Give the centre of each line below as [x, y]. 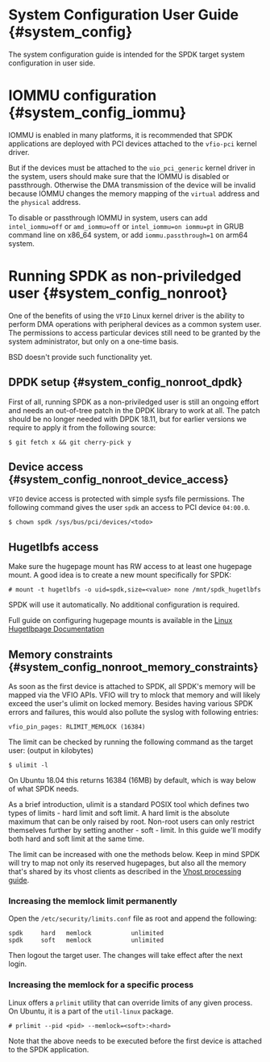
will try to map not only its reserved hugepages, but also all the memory [127, 863]
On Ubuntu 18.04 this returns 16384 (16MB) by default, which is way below [132, 780]
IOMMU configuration [83, 96]
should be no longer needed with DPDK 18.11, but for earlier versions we [128, 419]
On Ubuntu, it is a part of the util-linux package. [91, 1011]
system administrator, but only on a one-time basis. [93, 341]
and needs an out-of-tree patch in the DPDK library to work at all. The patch [134, 410]
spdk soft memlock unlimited [86, 941]
